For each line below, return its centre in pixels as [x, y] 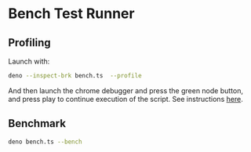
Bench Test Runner [71, 14]
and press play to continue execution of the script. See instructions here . [125, 99]
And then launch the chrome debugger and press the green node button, [126, 90]
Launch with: [29, 61]
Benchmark [37, 123]
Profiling [29, 43]
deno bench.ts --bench [45, 142]
